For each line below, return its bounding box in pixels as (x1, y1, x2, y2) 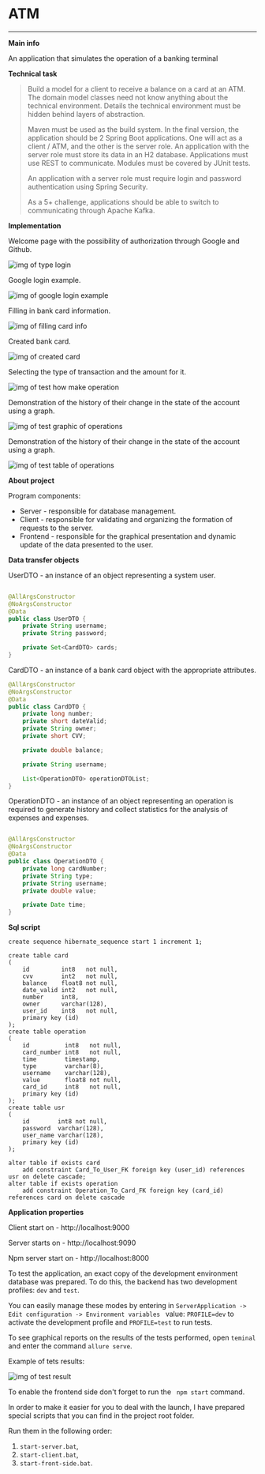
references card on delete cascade (8, 1194, 125, 1201)
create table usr (8, 1104, 65, 1112)
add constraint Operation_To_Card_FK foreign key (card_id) (22, 1186, 224, 1195)
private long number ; (22, 710, 93, 718)
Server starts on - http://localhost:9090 (8, 1238, 136, 1248)
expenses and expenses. (8, 813, 89, 822)
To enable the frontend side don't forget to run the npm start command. (8, 1387, 245, 1397)
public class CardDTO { (8, 702, 87, 711)
